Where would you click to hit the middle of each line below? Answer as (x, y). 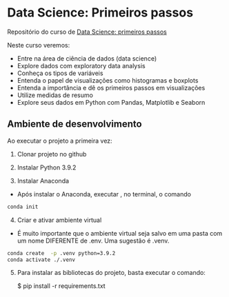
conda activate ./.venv (41, 260)
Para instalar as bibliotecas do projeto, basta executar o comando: (111, 273)
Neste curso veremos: (39, 45)
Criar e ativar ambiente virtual (59, 220)
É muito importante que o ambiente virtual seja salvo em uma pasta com (120, 233)
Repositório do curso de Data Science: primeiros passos (87, 32)
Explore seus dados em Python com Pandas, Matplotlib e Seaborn (111, 102)
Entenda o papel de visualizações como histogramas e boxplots (108, 80)
